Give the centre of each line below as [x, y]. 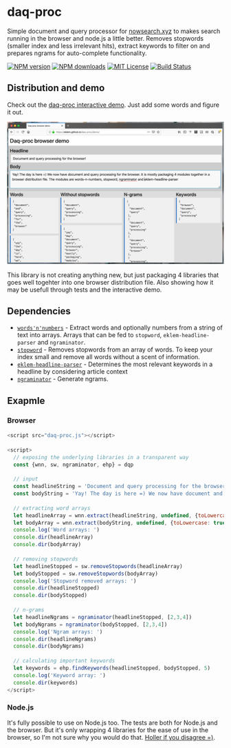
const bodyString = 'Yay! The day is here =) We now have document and [118, 494]
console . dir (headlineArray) [54, 537]
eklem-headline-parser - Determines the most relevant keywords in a [115, 364]
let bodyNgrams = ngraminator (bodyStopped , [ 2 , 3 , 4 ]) [90, 625]
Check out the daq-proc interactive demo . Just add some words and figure [113, 105]
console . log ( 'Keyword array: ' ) [60, 675]
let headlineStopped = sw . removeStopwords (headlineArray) [98, 566]
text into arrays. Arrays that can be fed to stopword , [89, 335]
